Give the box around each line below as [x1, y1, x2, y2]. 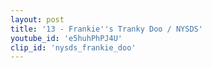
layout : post [10, 14, 65, 25]
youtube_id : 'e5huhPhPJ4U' [10, 33, 123, 43]
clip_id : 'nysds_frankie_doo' [10, 42, 137, 53]
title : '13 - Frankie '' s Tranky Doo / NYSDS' [10, 24, 203, 34]
